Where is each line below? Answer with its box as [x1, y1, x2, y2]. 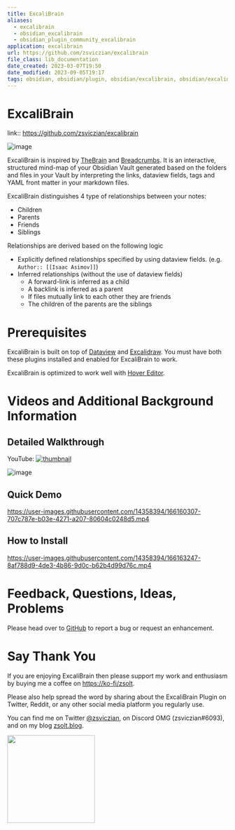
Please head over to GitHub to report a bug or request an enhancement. [7, 624, 215, 632]
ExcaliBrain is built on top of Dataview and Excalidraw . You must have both [7, 348, 222, 356]
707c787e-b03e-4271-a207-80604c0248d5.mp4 [7, 515, 150, 523]
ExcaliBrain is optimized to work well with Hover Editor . [7, 369, 166, 377]
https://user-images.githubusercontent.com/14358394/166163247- [7, 554, 201, 562]
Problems [7, 601, 64, 617]
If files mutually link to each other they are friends [27, 293, 171, 301]
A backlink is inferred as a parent [27, 285, 124, 293]
